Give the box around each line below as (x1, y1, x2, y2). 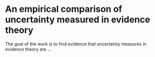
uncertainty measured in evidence (5, 14, 151, 25)
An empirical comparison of (5, 3, 123, 15)
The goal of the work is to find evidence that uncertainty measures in (5, 41, 147, 47)
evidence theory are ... (5, 46, 52, 52)
